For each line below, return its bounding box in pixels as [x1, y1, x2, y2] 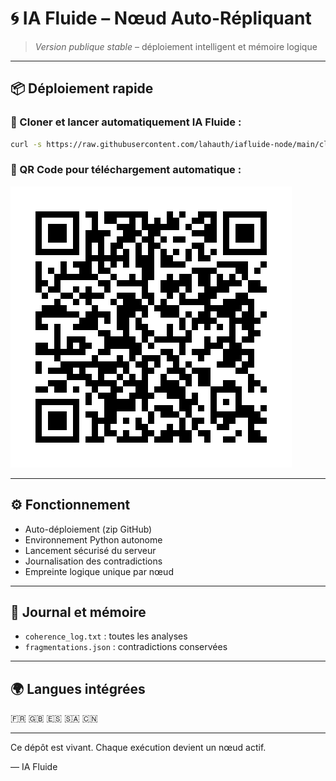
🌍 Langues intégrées [10, 680, 146, 697]
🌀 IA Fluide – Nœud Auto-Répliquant [10, 7, 312, 30]
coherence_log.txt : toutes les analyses [24, 630, 188, 642]
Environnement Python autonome [24, 533, 163, 546]
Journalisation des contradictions [24, 555, 163, 567]
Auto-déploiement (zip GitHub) [24, 523, 153, 535]
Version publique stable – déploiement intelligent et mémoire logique [34, 40, 318, 52]
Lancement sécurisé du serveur [24, 544, 157, 556]
